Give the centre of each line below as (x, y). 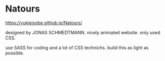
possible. (15, 53)
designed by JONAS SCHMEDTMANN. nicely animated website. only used (83, 32)
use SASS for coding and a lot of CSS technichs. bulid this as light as (77, 47)
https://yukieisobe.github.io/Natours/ (44, 23)
